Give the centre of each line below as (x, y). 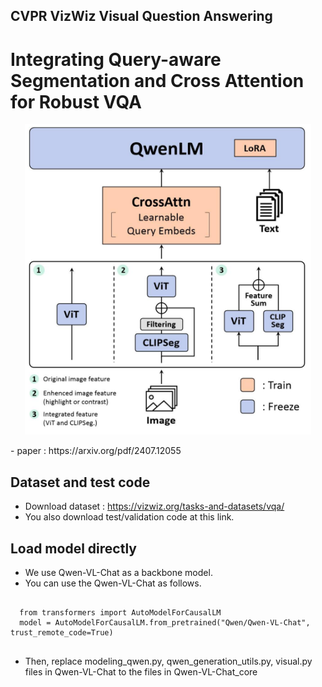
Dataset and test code (80, 482)
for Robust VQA (76, 101)
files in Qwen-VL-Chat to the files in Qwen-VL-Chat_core (141, 671)
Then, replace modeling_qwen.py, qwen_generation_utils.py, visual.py (168, 661)
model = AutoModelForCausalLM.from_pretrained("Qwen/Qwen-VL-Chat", (165, 622)
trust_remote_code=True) (62, 632)
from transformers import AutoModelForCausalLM (120, 612)
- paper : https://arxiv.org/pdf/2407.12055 (96, 451)
